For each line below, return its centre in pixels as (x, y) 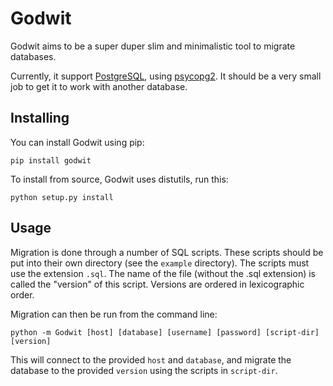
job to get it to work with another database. (99, 86)
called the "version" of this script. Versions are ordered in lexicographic (157, 284)
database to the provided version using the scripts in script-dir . (144, 370)
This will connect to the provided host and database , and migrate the (151, 359)
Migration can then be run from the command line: (114, 314)
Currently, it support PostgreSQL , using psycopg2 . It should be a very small (166, 76)
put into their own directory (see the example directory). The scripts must (160, 263)
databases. (33, 56)
